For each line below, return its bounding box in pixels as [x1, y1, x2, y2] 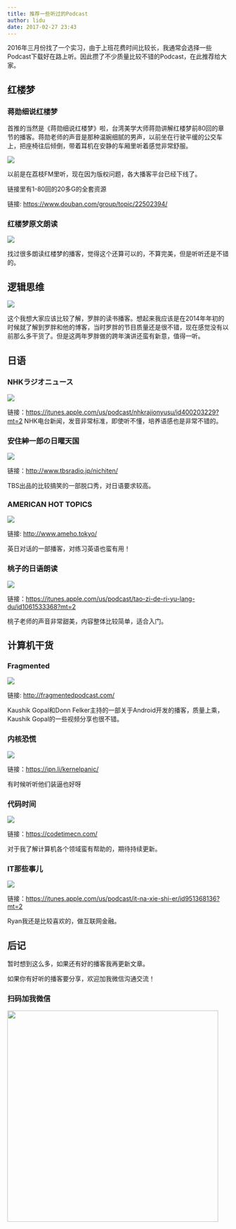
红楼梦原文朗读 [7, 219, 58, 229]
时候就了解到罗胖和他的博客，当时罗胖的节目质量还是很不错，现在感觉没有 [7, 323, 223, 332]
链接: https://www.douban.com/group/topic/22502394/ [7, 200, 168, 208]
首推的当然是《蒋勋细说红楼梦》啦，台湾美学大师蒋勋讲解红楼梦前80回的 [7, 124, 218, 132]
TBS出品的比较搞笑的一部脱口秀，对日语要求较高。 [7, 482, 155, 490]
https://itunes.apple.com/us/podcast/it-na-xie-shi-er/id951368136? [25, 894, 220, 903]
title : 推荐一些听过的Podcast [7, 10, 88, 18]
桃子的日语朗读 [7, 564, 58, 574]
